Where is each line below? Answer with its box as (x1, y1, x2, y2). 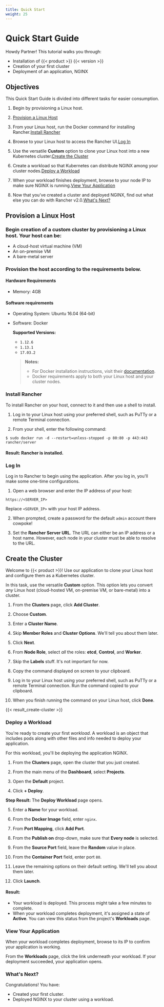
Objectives (5, 82, 40, 91)
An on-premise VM (12, 248, 51, 254)
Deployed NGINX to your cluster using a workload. (12, 996, 114, 1003)
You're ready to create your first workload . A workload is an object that (5, 730, 148, 736)
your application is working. (5, 944, 61, 950)
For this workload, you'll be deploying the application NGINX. (5, 750, 128, 756)
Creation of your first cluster (12, 63, 70, 69)
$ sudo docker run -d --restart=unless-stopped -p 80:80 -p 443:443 (5, 435, 148, 441)
